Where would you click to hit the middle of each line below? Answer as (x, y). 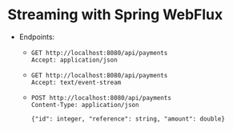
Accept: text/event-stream (76, 82)
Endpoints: (37, 37)
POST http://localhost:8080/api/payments (101, 97)
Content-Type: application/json (85, 105)
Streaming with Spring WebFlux (115, 15)
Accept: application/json (74, 60)
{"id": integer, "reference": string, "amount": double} (128, 119)
